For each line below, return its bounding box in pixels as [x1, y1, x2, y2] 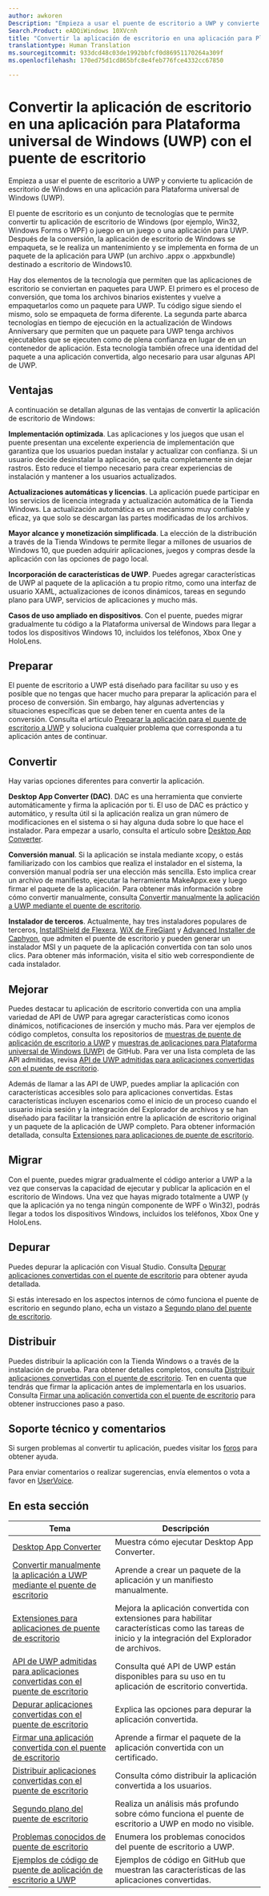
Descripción [162, 1523, 210, 1534]
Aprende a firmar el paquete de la [114, 1732, 242, 1744]
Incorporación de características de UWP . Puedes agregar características [8, 569, 256, 579]
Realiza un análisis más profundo [114, 1798, 239, 1809]
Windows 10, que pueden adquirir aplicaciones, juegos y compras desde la [8, 545, 256, 554]
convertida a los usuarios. [114, 1780, 212, 1792]
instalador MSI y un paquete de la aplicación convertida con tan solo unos [8, 942, 253, 952]
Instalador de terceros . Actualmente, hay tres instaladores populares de [8, 916, 247, 927]
